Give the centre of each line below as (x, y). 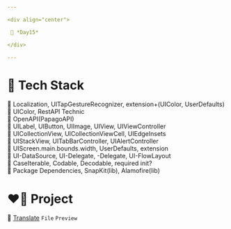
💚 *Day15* (24, 32)
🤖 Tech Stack (46, 85)
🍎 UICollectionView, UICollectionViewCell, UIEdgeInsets (87, 134)
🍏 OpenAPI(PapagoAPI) (41, 119)
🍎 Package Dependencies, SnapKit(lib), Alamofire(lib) (83, 171)
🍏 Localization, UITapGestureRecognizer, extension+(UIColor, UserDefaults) (116, 104)
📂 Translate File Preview (42, 218)
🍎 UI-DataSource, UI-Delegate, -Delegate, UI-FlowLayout (89, 156)
